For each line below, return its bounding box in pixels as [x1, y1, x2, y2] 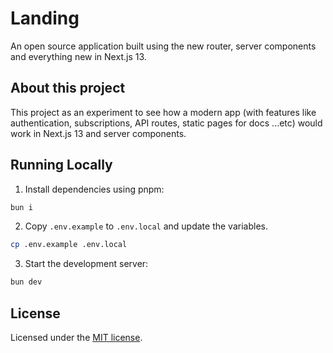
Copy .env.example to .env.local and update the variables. [24, 220, 268, 232]
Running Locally [10, 157, 113, 174]
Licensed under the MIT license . [10, 332, 143, 343]
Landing [10, 7, 80, 30]
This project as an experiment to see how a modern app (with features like [10, 106, 317, 118]
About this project [10, 80, 126, 97]
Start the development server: [24, 258, 149, 270]
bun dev [10, 277, 43, 287]
